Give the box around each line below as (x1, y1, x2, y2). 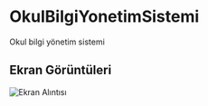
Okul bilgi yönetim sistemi (9, 36, 106, 47)
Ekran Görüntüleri (9, 63, 112, 78)
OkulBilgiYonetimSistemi (9, 6, 200, 27)
